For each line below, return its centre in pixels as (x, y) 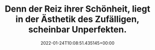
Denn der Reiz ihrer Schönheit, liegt (77, 9)
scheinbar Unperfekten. (77, 30)
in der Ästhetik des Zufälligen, (77, 19)
